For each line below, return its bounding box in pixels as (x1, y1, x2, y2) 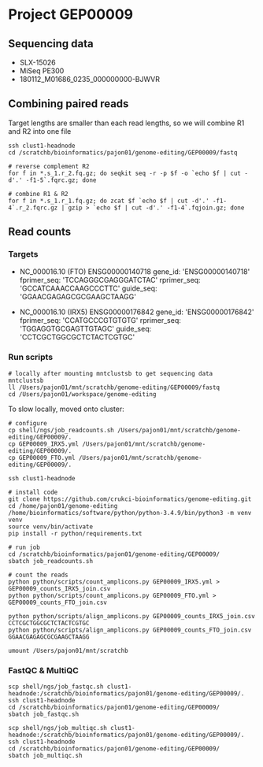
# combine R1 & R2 (8, 190, 69, 198)
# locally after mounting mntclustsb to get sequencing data (8, 369, 213, 377)
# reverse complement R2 (8, 162, 90, 170)
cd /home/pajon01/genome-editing (8, 502, 118, 509)
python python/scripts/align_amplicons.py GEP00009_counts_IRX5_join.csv (8, 612, 256, 620)
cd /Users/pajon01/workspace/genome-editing (8, 390, 157, 398)
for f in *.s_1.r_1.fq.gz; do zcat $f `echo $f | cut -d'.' (8, 197, 210, 205)
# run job (8, 543, 41, 551)
